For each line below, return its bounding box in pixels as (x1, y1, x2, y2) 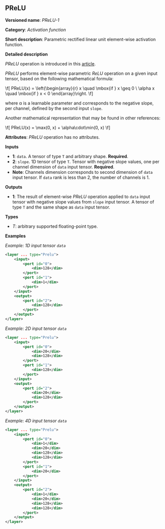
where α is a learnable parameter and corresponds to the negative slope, (5, 100, 154, 106)
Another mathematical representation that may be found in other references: (5, 115, 161, 121)
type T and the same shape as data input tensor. (12, 204, 110, 210)
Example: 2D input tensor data (5, 325, 67, 331)
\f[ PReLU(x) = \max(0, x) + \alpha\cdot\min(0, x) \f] (5, 124, 111, 130)
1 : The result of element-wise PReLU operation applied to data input (12, 193, 151, 200)
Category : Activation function (5, 27, 66, 33)
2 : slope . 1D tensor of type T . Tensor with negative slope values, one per (12, 159, 160, 164)
